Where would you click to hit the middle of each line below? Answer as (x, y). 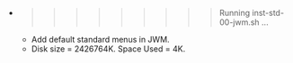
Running (235, 13)
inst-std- (268, 13)
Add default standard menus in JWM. (100, 39)
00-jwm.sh (239, 22)
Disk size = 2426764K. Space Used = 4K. (108, 49)
